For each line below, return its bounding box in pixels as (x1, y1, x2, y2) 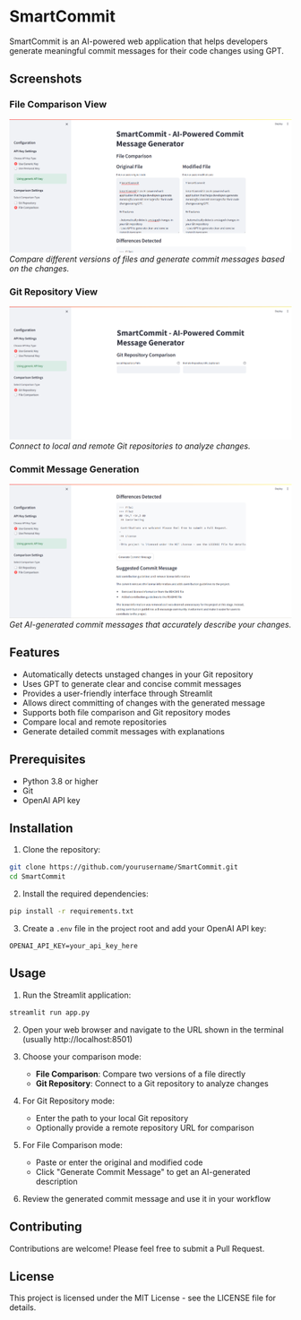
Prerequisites (9, 752, 86, 767)
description (35, 1176, 78, 1187)
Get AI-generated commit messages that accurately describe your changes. (9, 620, 292, 630)
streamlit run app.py (9, 1007, 90, 1017)
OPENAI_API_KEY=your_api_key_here (9, 942, 139, 951)
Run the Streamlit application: (21, 990, 132, 1000)
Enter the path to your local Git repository (35, 1112, 189, 1123)
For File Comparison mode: (21, 1139, 123, 1150)
